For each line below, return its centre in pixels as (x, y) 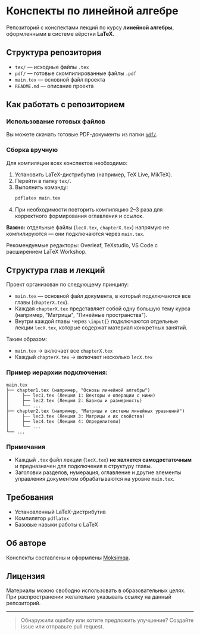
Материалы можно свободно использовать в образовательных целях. (96, 590)
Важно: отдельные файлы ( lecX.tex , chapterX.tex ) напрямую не (88, 227)
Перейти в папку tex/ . (43, 180)
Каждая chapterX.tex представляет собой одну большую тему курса (102, 309)
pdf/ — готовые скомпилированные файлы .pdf (76, 73)
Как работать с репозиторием (65, 105)
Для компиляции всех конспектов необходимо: (67, 163)
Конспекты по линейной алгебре (92, 11)
